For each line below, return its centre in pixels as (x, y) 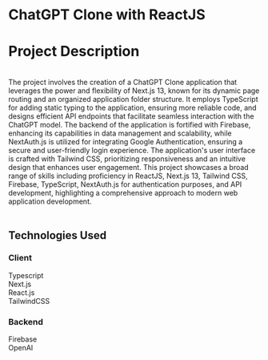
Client (20, 258)
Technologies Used (57, 235)
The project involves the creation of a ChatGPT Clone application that (123, 83)
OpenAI (21, 348)
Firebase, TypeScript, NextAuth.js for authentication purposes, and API (125, 184)
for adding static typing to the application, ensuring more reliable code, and (133, 108)
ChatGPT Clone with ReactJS (107, 15)
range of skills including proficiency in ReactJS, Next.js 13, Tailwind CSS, (128, 176)
